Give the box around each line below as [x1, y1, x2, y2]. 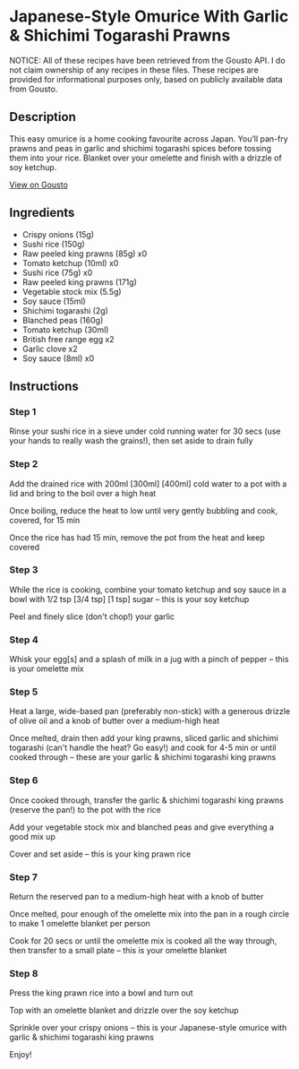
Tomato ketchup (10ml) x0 [21, 257, 119, 268]
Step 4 [9, 634, 38, 646]
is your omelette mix [9, 663, 84, 674]
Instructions [9, 378, 79, 393]
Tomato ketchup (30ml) [21, 324, 109, 335]
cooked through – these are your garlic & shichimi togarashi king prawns [9, 752, 277, 763]
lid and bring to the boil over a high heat [9, 487, 157, 498]
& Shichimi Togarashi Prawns [9, 25, 231, 46]
